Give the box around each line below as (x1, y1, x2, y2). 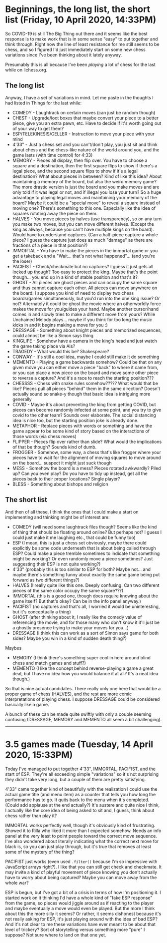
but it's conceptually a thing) (12, 608, 71, 615)
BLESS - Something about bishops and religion (12, 481, 108, 487)
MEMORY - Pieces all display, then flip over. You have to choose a (12, 157, 148, 163)
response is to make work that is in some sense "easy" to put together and (5, 36, 158, 42)
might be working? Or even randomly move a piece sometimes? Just (12, 555, 153, 561)
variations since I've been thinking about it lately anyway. (5, 51, 122, 58)
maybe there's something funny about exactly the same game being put (12, 571, 160, 577)
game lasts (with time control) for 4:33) (12, 152, 93, 158)
